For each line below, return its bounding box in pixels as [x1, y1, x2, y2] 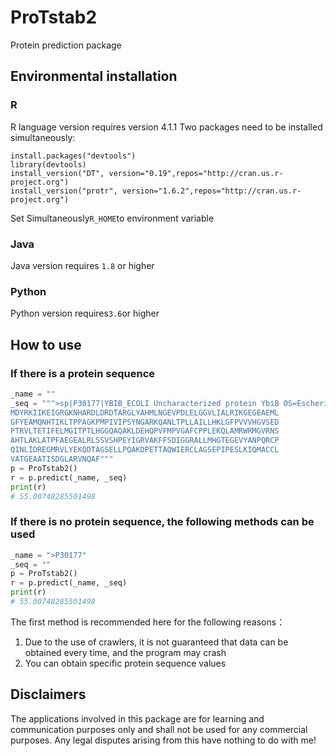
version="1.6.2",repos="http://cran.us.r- [121, 186, 302, 196]
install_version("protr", [10, 186, 118, 196]
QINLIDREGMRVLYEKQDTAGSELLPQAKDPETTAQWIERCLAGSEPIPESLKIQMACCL [10, 445, 280, 455]
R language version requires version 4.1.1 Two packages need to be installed [10, 121, 323, 133]
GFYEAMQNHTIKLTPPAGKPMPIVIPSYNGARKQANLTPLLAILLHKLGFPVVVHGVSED [10, 417, 280, 427]
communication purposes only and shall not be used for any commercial [10, 723, 308, 735]
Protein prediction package [10, 39, 122, 51]
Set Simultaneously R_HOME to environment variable [10, 212, 215, 224]
